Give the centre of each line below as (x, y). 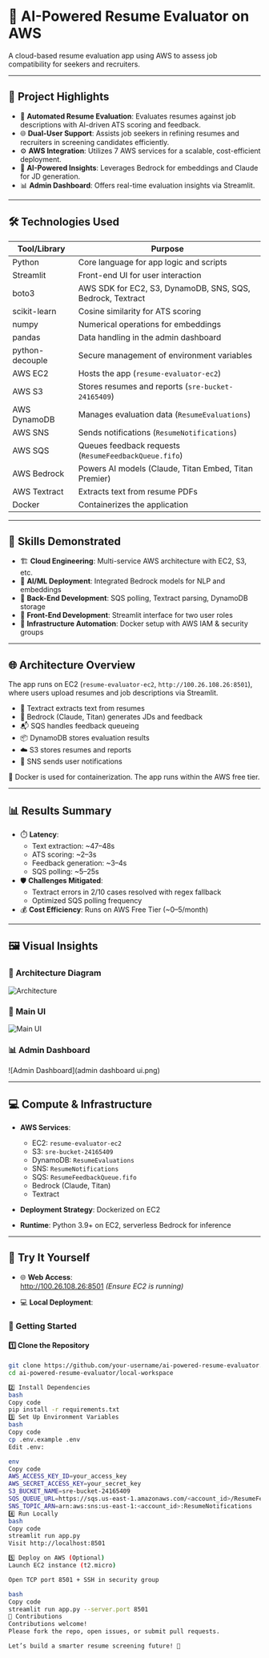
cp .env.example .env (44, 1439)
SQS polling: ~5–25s (65, 871)
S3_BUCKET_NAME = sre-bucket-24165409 (69, 1491)
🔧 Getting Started (43, 1325)
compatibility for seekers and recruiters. (74, 64)
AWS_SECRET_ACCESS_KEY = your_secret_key (75, 1484)
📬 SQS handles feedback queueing (79, 726)
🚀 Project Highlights (59, 97)
